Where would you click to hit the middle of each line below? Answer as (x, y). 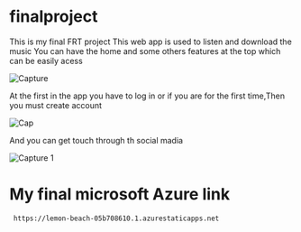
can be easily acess (46, 60)
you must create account (55, 105)
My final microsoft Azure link (120, 195)
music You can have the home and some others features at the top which (145, 51)
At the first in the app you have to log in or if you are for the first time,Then (147, 96)
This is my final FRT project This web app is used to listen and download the (151, 42)
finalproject (54, 17)
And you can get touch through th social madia (96, 140)
